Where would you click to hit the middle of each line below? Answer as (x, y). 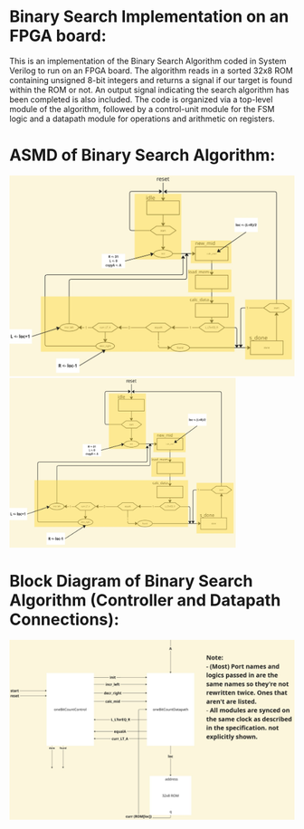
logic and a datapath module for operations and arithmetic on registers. (142, 119)
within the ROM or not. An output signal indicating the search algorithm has (149, 90)
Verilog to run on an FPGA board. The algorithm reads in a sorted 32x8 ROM (152, 71)
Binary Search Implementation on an (149, 17)
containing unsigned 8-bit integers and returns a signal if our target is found (151, 80)
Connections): (64, 619)
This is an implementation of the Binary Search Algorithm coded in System (148, 61)
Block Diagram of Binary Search (131, 581)
